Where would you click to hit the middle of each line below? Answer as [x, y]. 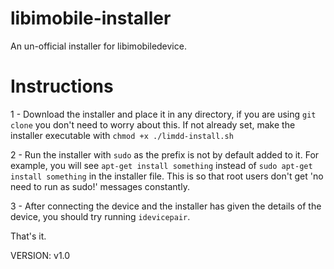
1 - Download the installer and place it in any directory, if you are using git [163, 114]
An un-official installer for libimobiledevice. [98, 46]
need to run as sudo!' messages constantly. [100, 186]
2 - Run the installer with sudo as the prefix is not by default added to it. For [165, 154]
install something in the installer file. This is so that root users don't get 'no [167, 176]
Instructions [62, 86]
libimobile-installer [91, 18]
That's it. [28, 236]
